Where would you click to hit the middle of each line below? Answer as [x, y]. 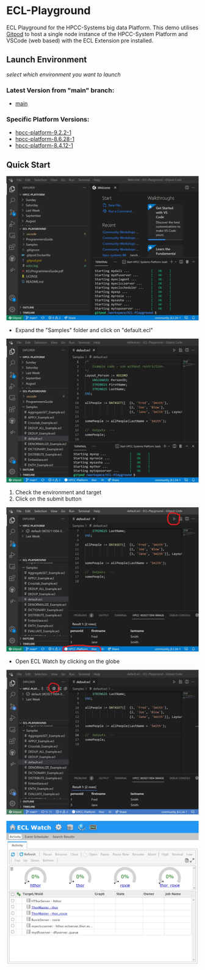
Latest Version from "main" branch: [60, 90]
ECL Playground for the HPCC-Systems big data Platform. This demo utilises [103, 27]
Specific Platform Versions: [48, 119]
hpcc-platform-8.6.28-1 [45, 139]
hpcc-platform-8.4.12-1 [44, 146]
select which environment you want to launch [63, 74]
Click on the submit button [48, 499]
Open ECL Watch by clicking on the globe [67, 661]
